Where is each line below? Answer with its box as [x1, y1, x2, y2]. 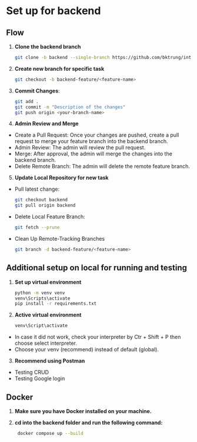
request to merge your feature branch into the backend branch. [14, 138, 168, 145]
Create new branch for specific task [14, 65, 105, 72]
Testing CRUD [14, 369, 49, 376]
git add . [14, 98, 39, 104]
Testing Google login [14, 375, 65, 382]
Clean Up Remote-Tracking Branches [14, 235, 105, 242]
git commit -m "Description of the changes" [14, 104, 126, 110]
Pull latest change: [14, 185, 60, 192]
